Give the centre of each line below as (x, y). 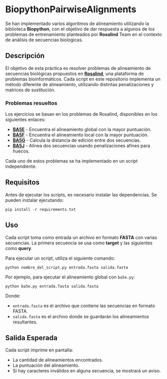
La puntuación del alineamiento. (46, 365)
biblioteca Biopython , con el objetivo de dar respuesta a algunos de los (80, 29)
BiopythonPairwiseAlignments (71, 9)
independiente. (21, 166)
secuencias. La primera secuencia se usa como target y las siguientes (79, 243)
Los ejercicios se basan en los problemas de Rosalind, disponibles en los (81, 114)
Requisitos (22, 182)
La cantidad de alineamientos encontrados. (58, 360)
